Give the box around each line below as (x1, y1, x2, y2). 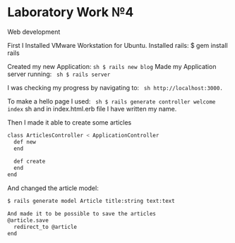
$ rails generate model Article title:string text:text (7, 198, 175, 205)
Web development (7, 27, 61, 36)
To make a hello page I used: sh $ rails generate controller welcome (7, 96, 216, 106)
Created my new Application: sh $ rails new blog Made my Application (7, 62, 217, 70)
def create (13, 158, 46, 166)
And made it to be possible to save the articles (7, 210, 157, 217)
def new (13, 138, 37, 145)
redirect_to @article (13, 223, 78, 230)
